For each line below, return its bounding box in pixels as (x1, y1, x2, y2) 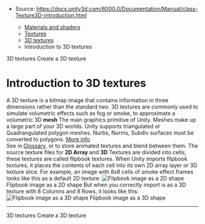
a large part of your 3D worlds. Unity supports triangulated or (6, 122, 160, 130)
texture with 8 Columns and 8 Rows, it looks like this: (6, 187, 139, 195)
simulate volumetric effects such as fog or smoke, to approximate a (6, 110, 176, 117)
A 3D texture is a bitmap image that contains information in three (6, 96, 169, 103)
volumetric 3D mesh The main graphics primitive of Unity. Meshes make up (6, 116, 196, 123)
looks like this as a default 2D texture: (6, 174, 101, 182)
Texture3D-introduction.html (15, 12, 87, 19)
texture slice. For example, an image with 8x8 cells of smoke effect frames (6, 168, 194, 175)
